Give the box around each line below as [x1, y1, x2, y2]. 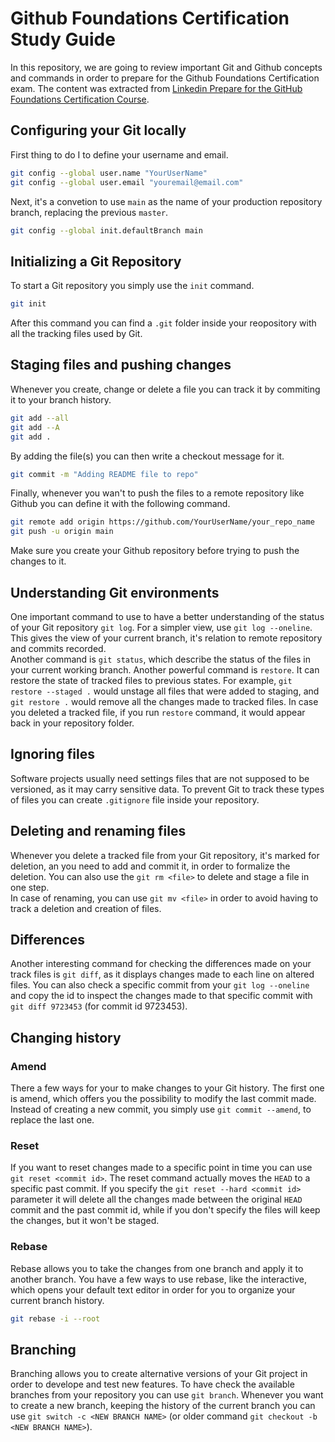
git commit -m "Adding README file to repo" [10, 469, 199, 479]
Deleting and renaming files [10, 823, 187, 840]
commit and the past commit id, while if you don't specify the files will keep [10, 1204, 321, 1216]
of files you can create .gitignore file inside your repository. [10, 793, 260, 806]
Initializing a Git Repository [10, 253, 182, 270]
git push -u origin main [10, 527, 114, 537]
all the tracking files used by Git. [10, 328, 143, 340]
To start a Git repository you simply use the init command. [10, 280, 255, 292]
